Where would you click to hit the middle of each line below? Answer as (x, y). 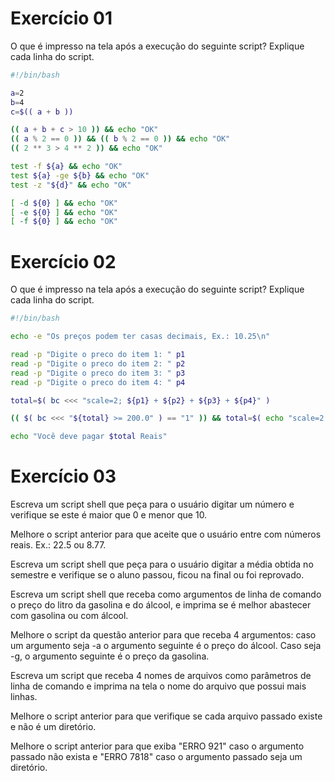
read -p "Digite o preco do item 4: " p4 (98, 382)
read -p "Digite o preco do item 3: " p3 (98, 373)
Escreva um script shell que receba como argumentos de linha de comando (166, 594)
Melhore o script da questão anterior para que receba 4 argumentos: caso (163, 635)
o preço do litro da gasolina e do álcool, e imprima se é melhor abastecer (161, 605)
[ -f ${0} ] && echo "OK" (64, 222)
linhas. (24, 697)
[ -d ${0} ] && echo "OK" (64, 203)
